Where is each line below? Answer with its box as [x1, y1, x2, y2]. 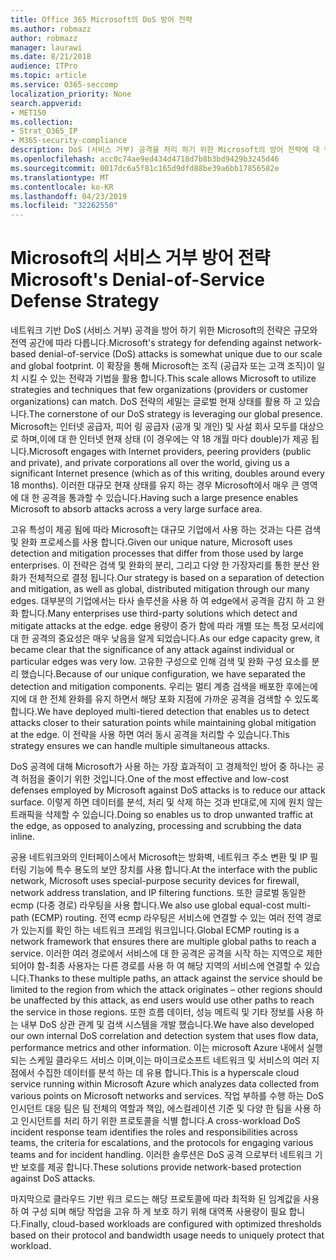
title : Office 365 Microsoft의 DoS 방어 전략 [10, 14, 193, 25]
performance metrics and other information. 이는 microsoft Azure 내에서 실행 [10, 1042, 323, 1054]
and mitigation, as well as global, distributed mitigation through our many [10, 583, 310, 595]
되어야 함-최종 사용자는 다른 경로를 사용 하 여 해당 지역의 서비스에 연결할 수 [10, 960, 302, 972]
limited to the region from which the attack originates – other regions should [10, 984, 323, 996]
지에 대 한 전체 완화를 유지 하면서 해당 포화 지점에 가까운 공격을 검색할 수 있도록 [10, 693, 320, 705]
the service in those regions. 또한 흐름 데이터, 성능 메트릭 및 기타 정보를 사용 [10, 1006, 314, 1018]
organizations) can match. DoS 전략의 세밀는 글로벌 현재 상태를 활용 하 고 [10, 396, 303, 408]
